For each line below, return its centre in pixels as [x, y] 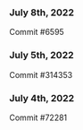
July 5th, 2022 [41, 56]
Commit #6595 [37, 32]
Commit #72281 [38, 117]
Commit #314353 [41, 74]
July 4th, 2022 [42, 98]
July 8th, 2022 [41, 13]
